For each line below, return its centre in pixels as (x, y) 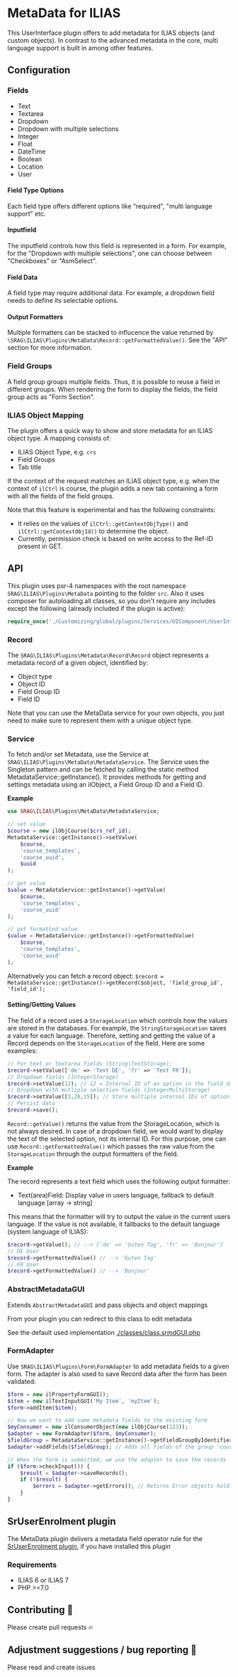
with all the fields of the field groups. (61, 496)
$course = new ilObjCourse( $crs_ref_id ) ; (69, 831)
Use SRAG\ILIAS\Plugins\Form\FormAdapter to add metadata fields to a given (118, 1366)
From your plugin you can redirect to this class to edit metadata (100, 1319)
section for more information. (50, 348)
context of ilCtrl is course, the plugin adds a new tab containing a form (113, 489)
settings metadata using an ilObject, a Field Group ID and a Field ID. (106, 784)
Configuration (39, 70)
